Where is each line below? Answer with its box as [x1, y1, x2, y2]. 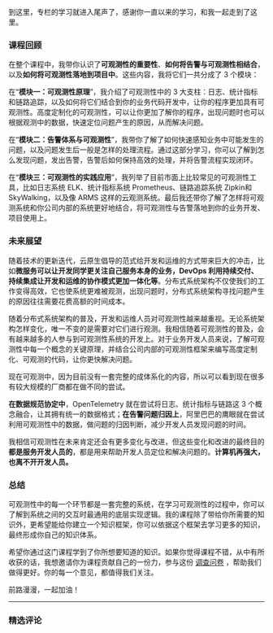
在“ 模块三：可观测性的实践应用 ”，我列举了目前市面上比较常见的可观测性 [8, 172, 250, 182]
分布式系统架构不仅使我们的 [164, 276, 258, 286]
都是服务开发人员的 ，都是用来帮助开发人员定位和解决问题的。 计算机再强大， [8, 447, 265, 456]
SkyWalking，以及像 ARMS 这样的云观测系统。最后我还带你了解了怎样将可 [8, 193, 258, 203]
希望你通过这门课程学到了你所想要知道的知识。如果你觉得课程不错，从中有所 [8, 547, 265, 557]
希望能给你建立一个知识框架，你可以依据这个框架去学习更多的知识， [36, 519, 265, 529]
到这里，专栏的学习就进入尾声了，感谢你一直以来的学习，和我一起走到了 [8, 7, 250, 16]
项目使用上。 [8, 213, 51, 223]
